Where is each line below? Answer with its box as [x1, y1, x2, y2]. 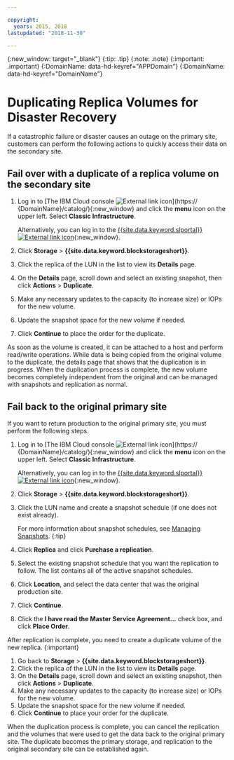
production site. [17, 587, 63, 596]
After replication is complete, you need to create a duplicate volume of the [7, 635, 222, 644]
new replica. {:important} [7, 643, 79, 651]
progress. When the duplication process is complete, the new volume [7, 365, 208, 374]
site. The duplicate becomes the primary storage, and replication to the [7, 737, 212, 745]
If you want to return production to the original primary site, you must [7, 419, 207, 428]
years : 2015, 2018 [13, 22, 68, 30]
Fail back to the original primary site [7, 400, 167, 412]
